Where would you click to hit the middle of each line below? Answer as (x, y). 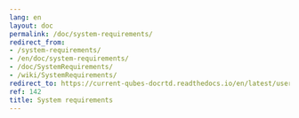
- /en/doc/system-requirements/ (69, 59)
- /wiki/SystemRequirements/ (63, 75)
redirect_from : (37, 42)
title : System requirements (61, 100)
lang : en (25, 17)
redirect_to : (33, 83)
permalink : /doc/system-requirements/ (81, 34)
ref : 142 (25, 91)
